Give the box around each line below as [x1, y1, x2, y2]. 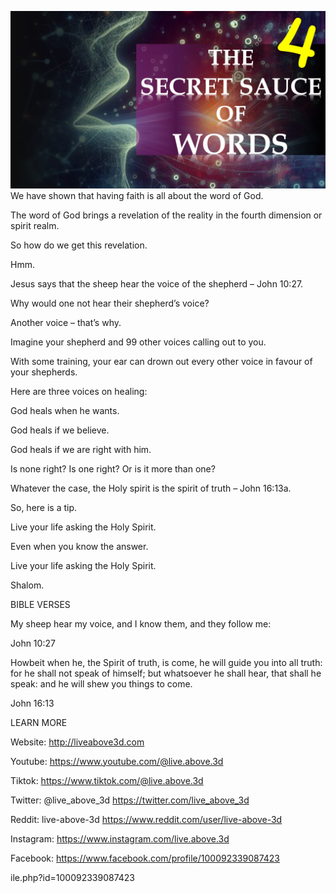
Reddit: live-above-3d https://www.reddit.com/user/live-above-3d [10, 813, 283, 825]
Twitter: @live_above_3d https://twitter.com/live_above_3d [10, 794, 250, 806]
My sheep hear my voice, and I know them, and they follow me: [10, 617, 272, 630]
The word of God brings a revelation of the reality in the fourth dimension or [10, 209, 323, 221]
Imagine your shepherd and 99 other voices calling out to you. [10, 336, 267, 348]
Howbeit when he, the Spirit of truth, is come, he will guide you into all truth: [10, 656, 323, 668]
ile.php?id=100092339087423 [10, 871, 136, 883]
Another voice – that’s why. [10, 316, 122, 328]
